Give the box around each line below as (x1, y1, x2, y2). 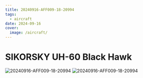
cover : (5, 26, 19, 31)
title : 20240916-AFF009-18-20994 (5, 7, 74, 12)
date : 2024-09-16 (5, 21, 41, 26)
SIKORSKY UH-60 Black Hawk (5, 51, 132, 63)
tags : (5, 12, 16, 17)
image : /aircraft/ (9, 30, 48, 35)
